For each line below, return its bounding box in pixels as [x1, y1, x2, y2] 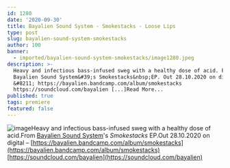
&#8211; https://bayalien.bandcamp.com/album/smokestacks [13, 80, 183, 87]
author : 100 [7, 42, 41, 48]
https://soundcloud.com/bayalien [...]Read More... [13, 86, 164, 93]
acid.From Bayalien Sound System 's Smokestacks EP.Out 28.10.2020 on [7, 131, 210, 139]
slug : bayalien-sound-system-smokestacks [7, 36, 127, 42]
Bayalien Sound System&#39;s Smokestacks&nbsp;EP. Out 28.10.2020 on [13, 73, 216, 81]
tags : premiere [7, 99, 51, 106]
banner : [7, 48, 29, 55]
